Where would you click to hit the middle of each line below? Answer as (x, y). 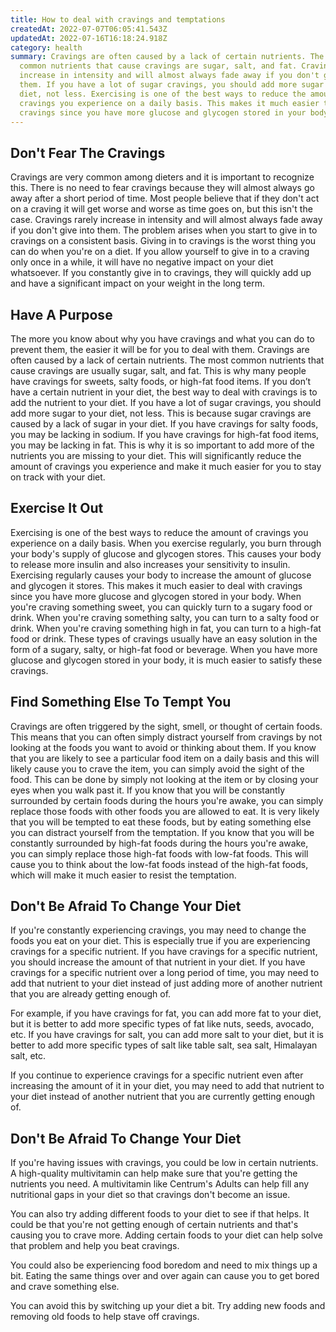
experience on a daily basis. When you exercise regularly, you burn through (166, 543)
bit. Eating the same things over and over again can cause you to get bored (165, 1276)
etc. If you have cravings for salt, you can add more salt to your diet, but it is (167, 1035)
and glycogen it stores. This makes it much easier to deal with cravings (156, 585)
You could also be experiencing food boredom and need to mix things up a (164, 1265)
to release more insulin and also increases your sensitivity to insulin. (150, 564)
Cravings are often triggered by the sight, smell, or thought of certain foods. (166, 726)
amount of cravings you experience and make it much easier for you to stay (166, 466)
